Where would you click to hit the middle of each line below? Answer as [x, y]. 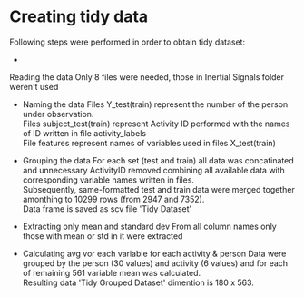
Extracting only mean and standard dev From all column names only [149, 226]
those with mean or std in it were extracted [103, 236]
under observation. [58, 114]
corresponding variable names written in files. [108, 180]
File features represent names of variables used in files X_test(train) [149, 143]
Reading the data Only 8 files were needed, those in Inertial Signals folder [147, 77]
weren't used [34, 86]
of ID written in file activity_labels [84, 133]
